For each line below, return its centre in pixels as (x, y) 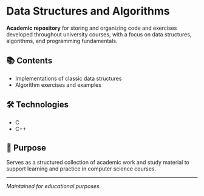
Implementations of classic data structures (68, 78)
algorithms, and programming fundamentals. (62, 41)
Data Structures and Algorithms (88, 11)
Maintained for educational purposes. (54, 186)
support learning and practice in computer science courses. (81, 169)
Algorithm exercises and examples (58, 85)
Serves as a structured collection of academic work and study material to (98, 163)
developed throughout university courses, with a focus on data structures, (99, 34)
